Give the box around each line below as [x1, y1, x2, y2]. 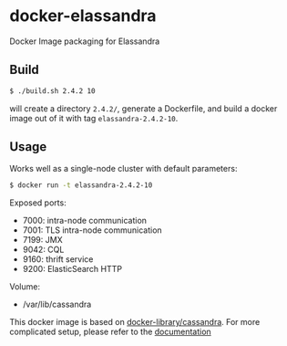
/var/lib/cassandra [22, 299, 92, 310]
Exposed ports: [9, 197, 67, 208]
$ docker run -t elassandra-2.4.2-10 [9, 181, 153, 190]
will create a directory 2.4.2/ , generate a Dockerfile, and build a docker [9, 102, 278, 114]
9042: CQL [22, 244, 65, 256]
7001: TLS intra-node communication [22, 225, 162, 236]
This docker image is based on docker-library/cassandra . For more [9, 317, 261, 328]
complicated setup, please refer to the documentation [9, 326, 211, 338]
